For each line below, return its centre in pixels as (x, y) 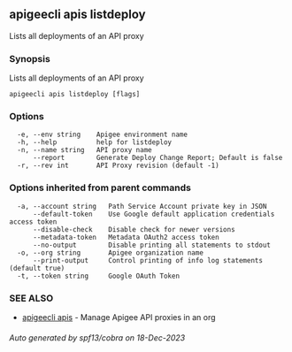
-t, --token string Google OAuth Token (98, 276)
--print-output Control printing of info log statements (148, 260)
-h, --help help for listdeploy (95, 142)
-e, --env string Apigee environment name (103, 135)
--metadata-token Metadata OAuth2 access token (126, 237)
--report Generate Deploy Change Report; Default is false (158, 158)
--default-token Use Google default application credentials (154, 214)
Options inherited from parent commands (100, 187)
